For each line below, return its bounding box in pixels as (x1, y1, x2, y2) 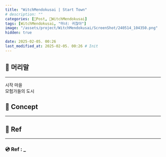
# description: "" (5, 12, 43, 17)
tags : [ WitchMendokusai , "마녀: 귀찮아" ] (5, 21, 86, 26)
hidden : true (5, 30, 32, 35)
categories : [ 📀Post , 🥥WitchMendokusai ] (5, 16, 87, 21)
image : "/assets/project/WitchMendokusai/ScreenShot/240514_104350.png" (5, 26, 158, 31)
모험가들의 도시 (5, 88, 35, 94)
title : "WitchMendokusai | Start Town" (5, 7, 87, 12)
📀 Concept (5, 102, 39, 111)
